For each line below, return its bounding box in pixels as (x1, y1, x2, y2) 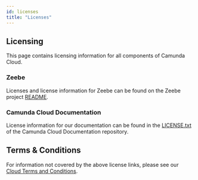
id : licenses (6, 8, 39, 15)
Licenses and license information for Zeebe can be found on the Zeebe (6, 87, 181, 94)
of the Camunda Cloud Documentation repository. (6, 128, 129, 135)
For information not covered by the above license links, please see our (6, 161, 179, 168)
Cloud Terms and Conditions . (6, 167, 78, 175)
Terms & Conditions (6, 145, 82, 156)
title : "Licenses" (6, 14, 52, 20)
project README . (6, 93, 49, 100)
